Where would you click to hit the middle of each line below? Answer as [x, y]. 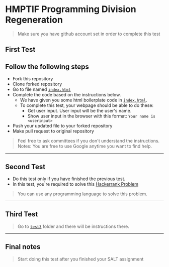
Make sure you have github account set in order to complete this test [89, 34]
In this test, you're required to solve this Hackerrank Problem [75, 184]
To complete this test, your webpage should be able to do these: [87, 105]
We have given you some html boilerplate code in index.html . [83, 100]
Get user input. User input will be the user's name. [79, 111]
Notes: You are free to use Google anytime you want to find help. [85, 146]
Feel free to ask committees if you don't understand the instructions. [89, 141]
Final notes [23, 247]
